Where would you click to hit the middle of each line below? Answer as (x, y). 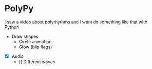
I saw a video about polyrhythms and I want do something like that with (76, 22)
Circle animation (35, 41)
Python (12, 27)
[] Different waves (37, 62)
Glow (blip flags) (35, 47)
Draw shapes (25, 36)
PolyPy (19, 9)
